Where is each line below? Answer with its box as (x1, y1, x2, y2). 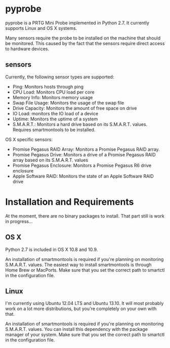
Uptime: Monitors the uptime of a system (12, 116, 98, 122)
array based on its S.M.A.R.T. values (12, 157, 89, 163)
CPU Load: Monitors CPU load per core (12, 89, 95, 95)
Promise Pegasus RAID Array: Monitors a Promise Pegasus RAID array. (12, 146, 160, 152)
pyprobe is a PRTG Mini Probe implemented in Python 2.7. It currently (5, 20, 149, 26)
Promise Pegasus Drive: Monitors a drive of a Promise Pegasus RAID (12, 151, 156, 157)
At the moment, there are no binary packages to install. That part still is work (5, 213, 165, 219)
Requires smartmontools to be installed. (12, 126, 96, 133)
